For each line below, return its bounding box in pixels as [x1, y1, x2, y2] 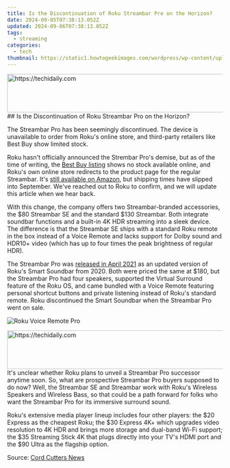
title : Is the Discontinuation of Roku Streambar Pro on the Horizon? [7, 10, 213, 17]
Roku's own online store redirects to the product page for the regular [7, 167, 201, 175]
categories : [7, 42, 41, 49]
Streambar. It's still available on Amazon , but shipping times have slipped [7, 175, 213, 183]
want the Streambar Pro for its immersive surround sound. [7, 397, 171, 406]
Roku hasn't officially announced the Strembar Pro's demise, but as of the [7, 153, 216, 161]
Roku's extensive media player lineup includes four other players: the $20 [7, 410, 215, 419]
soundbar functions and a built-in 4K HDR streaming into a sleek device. [7, 217, 211, 225]
